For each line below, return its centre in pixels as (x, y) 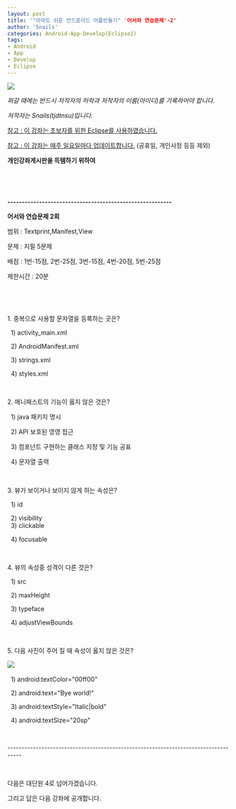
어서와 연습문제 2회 (33, 216)
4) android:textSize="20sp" (50, 720)
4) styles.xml (29, 373)
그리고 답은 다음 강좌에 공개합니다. (54, 798)
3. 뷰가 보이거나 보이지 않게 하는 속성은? (62, 490)
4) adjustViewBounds (42, 622)
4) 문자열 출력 (30, 462)
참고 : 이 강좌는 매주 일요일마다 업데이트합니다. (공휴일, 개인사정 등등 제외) (109, 145)
